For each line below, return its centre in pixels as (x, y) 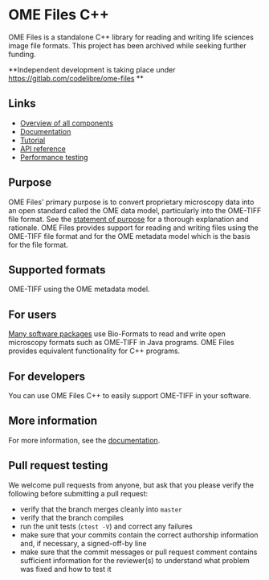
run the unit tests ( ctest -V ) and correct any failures (106, 526)
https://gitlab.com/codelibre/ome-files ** (76, 78)
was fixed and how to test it (65, 569)
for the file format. (38, 245)
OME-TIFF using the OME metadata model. (79, 289)
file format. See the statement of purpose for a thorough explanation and (128, 219)
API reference (43, 148)
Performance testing (54, 157)
